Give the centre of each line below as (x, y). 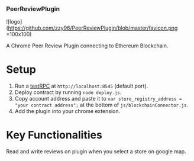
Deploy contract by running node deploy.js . (68, 92)
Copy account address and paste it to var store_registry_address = (98, 99)
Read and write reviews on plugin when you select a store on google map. (96, 152)
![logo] (14, 22)
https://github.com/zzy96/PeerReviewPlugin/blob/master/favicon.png (93, 28)
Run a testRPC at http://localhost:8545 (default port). (81, 86)
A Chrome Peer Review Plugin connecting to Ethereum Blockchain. (87, 46)
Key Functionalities (54, 135)
